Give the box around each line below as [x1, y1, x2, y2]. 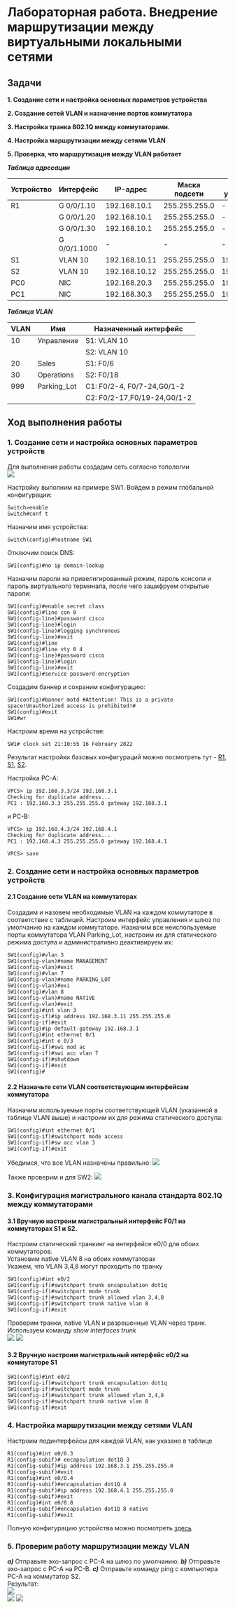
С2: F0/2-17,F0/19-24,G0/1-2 [85, 393, 192, 402]
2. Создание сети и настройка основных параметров [7, 866, 199, 876]
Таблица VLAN [7, 307, 53, 316]
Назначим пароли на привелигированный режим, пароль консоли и [7, 574, 212, 582]
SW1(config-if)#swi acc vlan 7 [7, 1050, 99, 1057]
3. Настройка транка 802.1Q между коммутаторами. [7, 123, 170, 131]
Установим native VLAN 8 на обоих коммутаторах [7, 1255, 156, 1263]
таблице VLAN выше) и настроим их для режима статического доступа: [7, 1114, 223, 1122]
